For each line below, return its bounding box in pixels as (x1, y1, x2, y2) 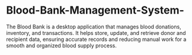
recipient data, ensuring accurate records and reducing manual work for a (6, 35, 187, 43)
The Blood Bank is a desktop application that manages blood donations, (6, 23, 182, 30)
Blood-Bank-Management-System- (6, 4, 185, 17)
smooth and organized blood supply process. (6, 42, 117, 49)
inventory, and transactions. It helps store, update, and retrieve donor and (6, 29, 186, 36)
